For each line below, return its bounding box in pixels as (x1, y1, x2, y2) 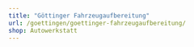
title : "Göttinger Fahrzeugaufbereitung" (8, 11, 150, 20)
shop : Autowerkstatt (8, 26, 78, 34)
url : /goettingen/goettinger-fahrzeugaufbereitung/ (8, 19, 186, 27)
